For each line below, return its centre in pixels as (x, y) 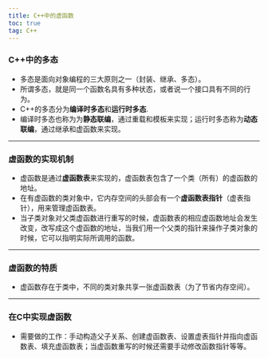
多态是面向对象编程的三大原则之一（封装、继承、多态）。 (112, 79)
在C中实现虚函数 (40, 317)
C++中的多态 (33, 60)
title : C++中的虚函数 (41, 16)
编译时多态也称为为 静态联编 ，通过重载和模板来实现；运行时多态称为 (132, 119)
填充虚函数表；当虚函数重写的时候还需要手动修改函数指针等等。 (146, 346)
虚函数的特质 (33, 268)
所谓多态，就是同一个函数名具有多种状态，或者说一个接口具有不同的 (132, 89)
